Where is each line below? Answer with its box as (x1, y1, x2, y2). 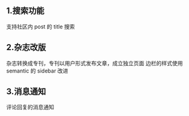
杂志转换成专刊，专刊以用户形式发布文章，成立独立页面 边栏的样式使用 (6, 59, 183, 66)
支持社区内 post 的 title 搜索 (6, 23, 75, 30)
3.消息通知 (6, 86, 47, 97)
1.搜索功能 (6, 5, 45, 16)
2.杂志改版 (6, 42, 47, 53)
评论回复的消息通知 (6, 103, 55, 111)
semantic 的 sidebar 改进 (6, 67, 68, 74)
